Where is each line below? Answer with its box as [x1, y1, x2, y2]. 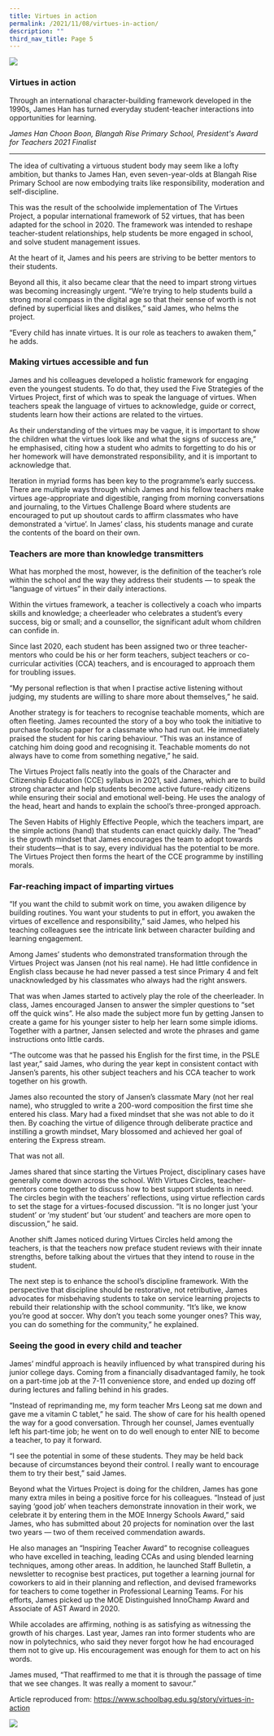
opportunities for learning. [9, 112, 97, 122]
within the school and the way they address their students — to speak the [9, 575, 256, 585]
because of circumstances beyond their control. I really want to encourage [9, 1459, 259, 1469]
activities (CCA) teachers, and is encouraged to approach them [43, 659, 255, 669]
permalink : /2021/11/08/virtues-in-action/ [9, 20, 159, 28]
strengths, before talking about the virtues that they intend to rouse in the [9, 1252, 255, 1262]
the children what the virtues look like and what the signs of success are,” [9, 433, 257, 444]
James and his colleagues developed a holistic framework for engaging [9, 375, 249, 385]
